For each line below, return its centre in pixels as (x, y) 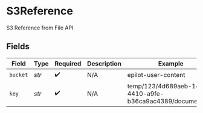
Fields (18, 47)
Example (171, 63)
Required (68, 63)
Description (105, 63)
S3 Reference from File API (40, 28)
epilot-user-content (156, 75)
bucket (19, 75)
